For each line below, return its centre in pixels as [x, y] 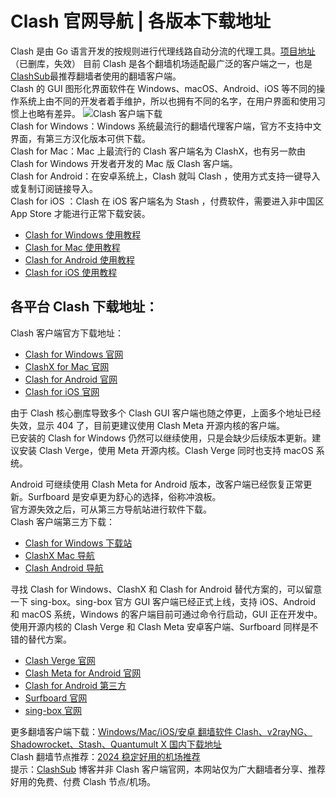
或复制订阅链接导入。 [54, 188]
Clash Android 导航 [64, 568]
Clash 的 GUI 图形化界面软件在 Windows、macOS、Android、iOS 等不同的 [163, 88]
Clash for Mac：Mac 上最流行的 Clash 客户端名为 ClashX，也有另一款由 [158, 151]
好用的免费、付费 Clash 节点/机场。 [83, 781]
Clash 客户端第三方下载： [63, 521]
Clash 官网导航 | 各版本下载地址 [140, 21]
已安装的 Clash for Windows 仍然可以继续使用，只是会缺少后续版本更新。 [161, 438]
